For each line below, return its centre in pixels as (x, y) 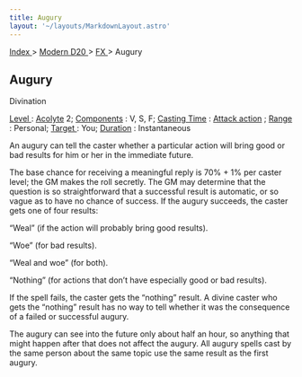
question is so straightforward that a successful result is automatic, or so (144, 192)
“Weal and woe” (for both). (59, 263)
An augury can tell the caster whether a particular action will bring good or (147, 145)
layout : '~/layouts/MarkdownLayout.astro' (90, 26)
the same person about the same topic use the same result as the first (139, 353)
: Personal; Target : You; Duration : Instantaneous (100, 128)
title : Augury (36, 18)
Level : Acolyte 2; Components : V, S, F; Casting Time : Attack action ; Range (151, 118)
